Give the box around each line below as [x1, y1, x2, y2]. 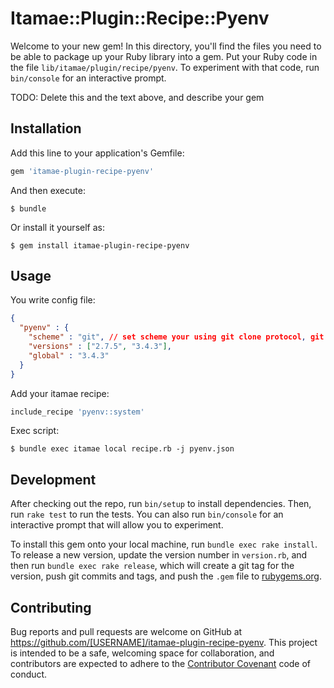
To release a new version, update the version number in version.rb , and [10, 549, 308, 561]
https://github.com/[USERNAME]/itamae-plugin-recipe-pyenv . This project [10, 637, 318, 649]
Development [10, 471, 97, 488]
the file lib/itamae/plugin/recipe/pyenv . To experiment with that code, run [10, 61, 320, 73]
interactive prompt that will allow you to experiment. [10, 519, 224, 531]
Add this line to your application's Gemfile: [10, 147, 185, 159]
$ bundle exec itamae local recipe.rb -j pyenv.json [10, 444, 235, 454]
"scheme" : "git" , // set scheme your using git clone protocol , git [28, 332, 325, 342]
